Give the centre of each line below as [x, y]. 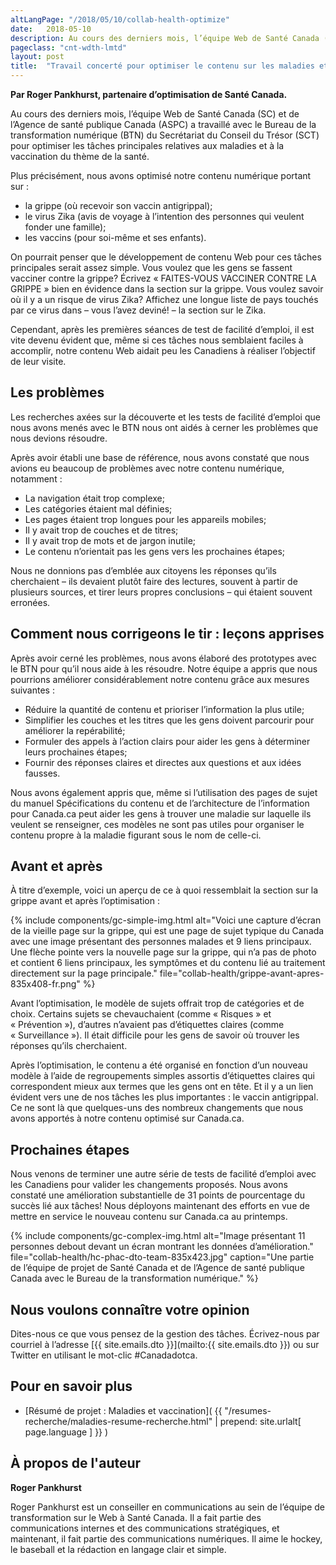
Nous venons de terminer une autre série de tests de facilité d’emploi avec [163, 1174]
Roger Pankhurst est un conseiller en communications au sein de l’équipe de [168, 1507]
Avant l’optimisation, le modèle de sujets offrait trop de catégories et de [157, 1003]
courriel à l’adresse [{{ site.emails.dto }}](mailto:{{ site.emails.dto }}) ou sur [165, 1345]
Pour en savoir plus [71, 1386]
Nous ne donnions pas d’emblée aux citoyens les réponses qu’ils [143, 570]
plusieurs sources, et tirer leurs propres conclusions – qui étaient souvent [161, 592]
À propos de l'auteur [76, 1463]
